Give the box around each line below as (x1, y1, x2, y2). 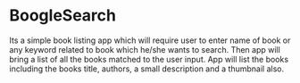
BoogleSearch (9, 5, 116, 26)
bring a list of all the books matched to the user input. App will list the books (9, 54, 288, 64)
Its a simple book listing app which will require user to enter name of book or (9, 35, 291, 46)
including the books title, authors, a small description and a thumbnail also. (9, 63, 284, 74)
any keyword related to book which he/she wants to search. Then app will (9, 44, 281, 54)
